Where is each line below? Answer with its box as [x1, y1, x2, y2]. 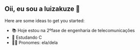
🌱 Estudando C [11, 34, 42, 40]
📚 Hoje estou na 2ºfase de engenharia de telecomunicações [11, 27, 135, 33]
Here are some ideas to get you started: [4, 17, 85, 23]
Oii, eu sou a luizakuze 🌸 [4, 5, 80, 13]
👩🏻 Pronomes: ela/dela [11, 39, 58, 45]
